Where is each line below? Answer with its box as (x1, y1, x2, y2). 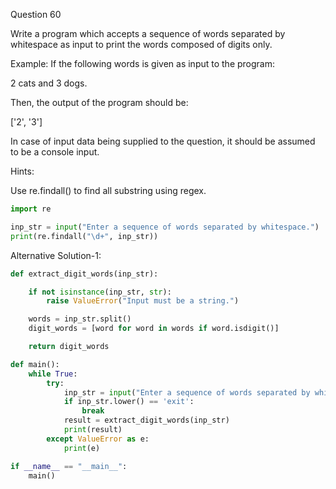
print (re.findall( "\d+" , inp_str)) (10, 231, 159, 241)
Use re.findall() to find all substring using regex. (10, 185, 207, 196)
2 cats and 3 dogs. (10, 77, 88, 89)
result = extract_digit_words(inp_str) (63, 415, 230, 426)
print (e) (63, 443, 101, 453)
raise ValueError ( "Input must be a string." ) (46, 296, 240, 306)
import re (10, 204, 52, 214)
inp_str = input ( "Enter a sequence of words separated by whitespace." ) (10, 222, 320, 232)
